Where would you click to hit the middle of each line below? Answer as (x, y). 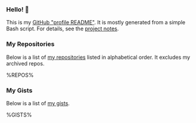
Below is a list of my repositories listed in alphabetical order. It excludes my (98, 57)
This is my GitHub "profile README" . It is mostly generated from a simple (96, 23)
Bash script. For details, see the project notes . (63, 29)
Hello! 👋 (18, 10)
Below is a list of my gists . (38, 103)
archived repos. (25, 63)
